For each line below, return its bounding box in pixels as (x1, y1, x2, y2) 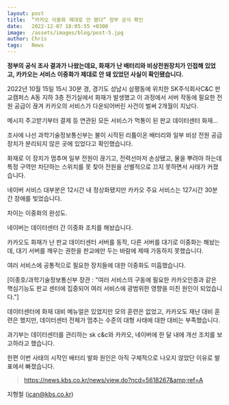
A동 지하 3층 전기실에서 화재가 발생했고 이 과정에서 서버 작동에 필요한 (30, 93, 215, 101)
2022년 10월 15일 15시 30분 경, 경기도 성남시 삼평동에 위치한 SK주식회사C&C (7, 85, 213, 93)
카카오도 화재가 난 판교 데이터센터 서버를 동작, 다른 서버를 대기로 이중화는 (7, 238, 202, 246)
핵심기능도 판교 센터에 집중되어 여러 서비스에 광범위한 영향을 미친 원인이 (7, 284, 199, 292)
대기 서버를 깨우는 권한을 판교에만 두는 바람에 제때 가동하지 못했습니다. (16, 247, 204, 254)
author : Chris (7, 36, 48, 42)
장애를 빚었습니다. (14, 195, 62, 202)
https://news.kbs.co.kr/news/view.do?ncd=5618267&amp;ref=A (23, 376, 204, 384)
